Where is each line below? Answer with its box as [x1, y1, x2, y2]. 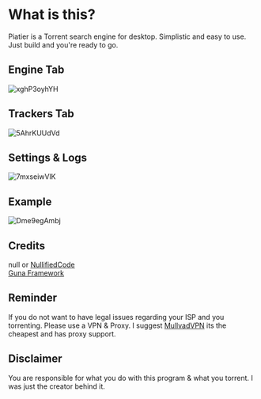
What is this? [8, 6, 96, 24]
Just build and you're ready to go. [8, 40, 119, 49]
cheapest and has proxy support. [8, 329, 116, 338]
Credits [8, 239, 46, 253]
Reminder [8, 291, 58, 305]
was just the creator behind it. [8, 382, 105, 391]
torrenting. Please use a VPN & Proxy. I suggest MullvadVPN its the [8, 321, 227, 330]
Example [8, 195, 52, 208]
